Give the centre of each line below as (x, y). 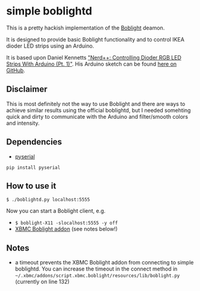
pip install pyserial (33, 167)
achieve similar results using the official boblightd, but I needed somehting (98, 110)
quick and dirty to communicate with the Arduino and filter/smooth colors (97, 116)
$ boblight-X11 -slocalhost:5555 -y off (66, 223)
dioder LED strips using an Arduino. (50, 46)
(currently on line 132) (42, 282)
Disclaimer (27, 89)
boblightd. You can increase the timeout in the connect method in (96, 269)
